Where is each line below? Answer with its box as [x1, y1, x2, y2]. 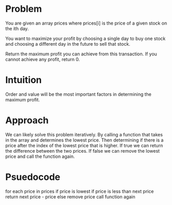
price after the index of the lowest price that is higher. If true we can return [5, 142, 163, 149]
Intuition [5, 74, 42, 86]
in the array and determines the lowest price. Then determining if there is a [5, 137, 164, 143]
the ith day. [5, 25, 29, 31]
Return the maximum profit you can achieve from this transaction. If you [5, 51, 158, 57]
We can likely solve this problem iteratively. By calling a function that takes [5, 131, 163, 137]
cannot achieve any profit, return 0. [5, 56, 80, 62]
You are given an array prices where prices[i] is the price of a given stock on [5, 20, 167, 26]
